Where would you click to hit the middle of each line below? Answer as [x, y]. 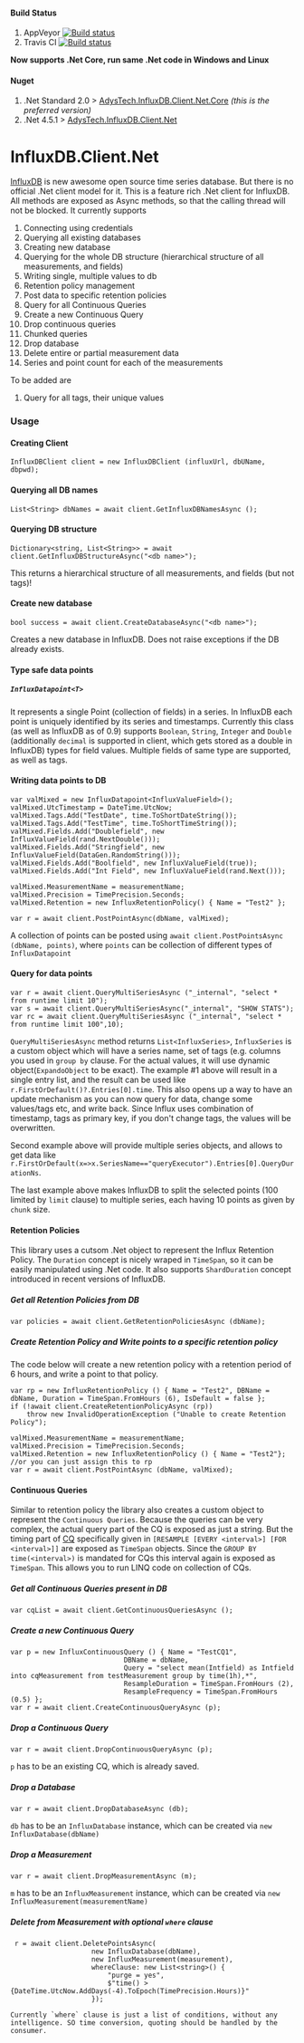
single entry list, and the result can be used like [98, 1080]
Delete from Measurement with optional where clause [112, 1922]
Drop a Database [43, 1787]
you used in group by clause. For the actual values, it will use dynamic [140, 1060]
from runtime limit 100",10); [67, 1025]
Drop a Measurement [51, 1854]
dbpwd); [25, 470]
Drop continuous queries [70, 324]
